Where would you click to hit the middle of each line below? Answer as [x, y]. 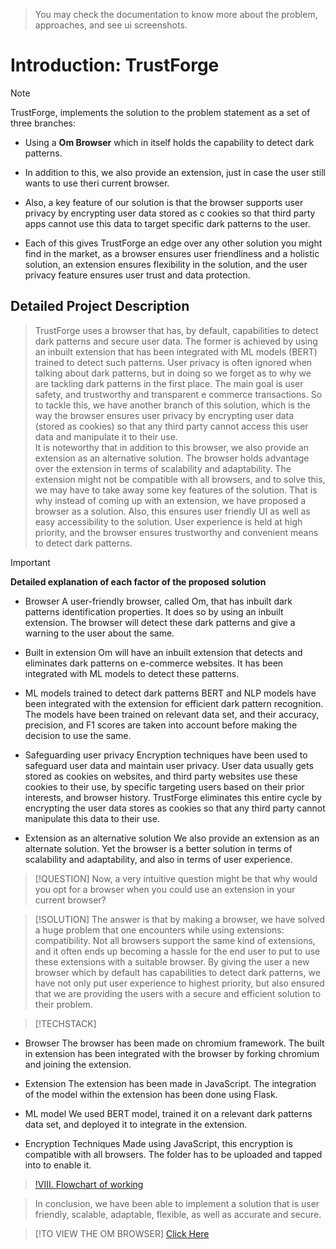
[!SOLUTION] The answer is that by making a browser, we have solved [180, 919]
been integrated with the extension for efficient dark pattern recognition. [174, 703]
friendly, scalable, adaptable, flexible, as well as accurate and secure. [178, 1214]
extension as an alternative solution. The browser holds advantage [172, 458]
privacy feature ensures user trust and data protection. [137, 275]
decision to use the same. [78, 735]
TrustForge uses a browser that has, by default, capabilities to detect [176, 330]
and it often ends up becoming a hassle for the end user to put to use [177, 951]
